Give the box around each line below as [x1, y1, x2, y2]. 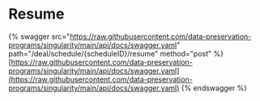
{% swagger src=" [8, 32, 70, 41]
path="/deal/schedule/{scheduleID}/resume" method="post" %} [8, 48, 224, 58]
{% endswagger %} [181, 82, 247, 93]
